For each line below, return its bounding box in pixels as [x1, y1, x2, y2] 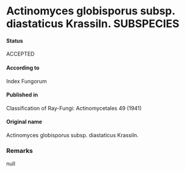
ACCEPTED [6, 50, 35, 58]
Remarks [6, 146, 33, 155]
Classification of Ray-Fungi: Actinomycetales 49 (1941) [6, 104, 142, 111]
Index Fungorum [6, 77, 47, 85]
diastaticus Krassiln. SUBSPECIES [6, 17, 180, 31]
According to [6, 64, 40, 71]
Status [6, 37, 24, 44]
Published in [6, 91, 38, 98]
